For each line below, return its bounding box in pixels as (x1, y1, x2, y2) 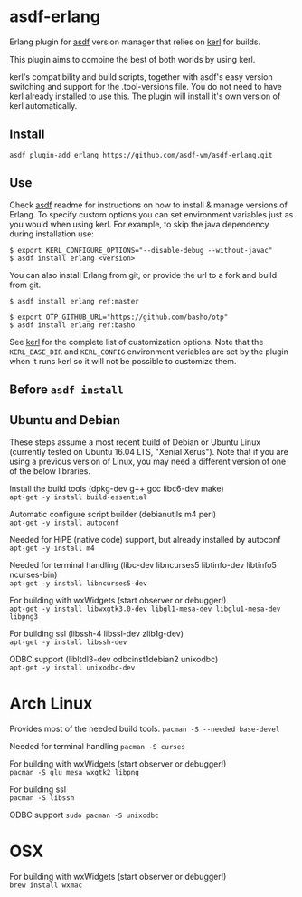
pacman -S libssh (9, 793, 75, 803)
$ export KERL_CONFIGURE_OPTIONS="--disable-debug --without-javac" (9, 246, 273, 255)
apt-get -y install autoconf (9, 518, 119, 527)
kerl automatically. (9, 100, 78, 111)
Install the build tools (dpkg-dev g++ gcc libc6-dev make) (9, 483, 224, 494)
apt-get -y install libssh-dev (9, 637, 127, 647)
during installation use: (9, 228, 95, 239)
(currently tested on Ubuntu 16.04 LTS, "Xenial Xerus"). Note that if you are (9, 446, 289, 457)
